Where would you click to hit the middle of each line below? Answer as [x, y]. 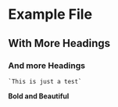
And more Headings [47, 66]
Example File [50, 14]
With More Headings [59, 43]
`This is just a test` [45, 81]
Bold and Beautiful [39, 96]
